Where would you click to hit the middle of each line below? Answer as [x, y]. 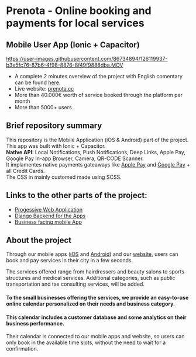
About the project [39, 240]
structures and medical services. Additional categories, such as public [91, 278]
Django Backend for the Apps [50, 216]
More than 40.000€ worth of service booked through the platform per [99, 95]
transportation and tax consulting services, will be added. [75, 284]
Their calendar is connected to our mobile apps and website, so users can [95, 337]
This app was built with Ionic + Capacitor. [56, 146]
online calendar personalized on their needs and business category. [91, 304]
